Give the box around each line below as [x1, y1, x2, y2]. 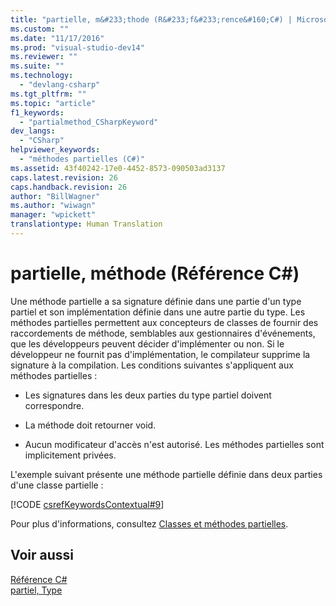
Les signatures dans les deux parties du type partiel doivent [24, 389, 272, 401]
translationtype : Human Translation [10, 219, 163, 230]
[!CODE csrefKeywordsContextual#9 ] [10, 498, 165, 510]
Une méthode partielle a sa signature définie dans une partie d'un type [10, 295, 302, 307]
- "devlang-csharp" [19, 80, 101, 90]
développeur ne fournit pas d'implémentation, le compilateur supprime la [10, 348, 311, 360]
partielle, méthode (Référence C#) [10, 262, 300, 285]
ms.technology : [10, 71, 74, 81]
